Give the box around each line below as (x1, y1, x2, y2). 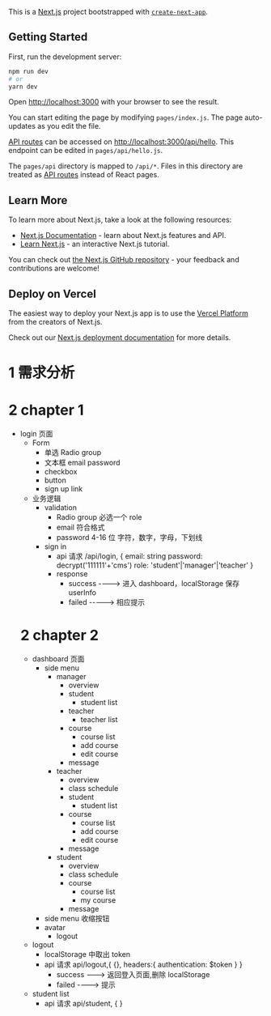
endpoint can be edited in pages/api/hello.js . (8, 146, 163, 155)
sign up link (44, 484, 83, 494)
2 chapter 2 (19, 627, 100, 644)
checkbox (44, 467, 78, 477)
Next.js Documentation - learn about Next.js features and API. (19, 231, 227, 240)
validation (44, 503, 77, 512)
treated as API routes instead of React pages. (8, 170, 159, 180)
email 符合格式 (56, 522, 105, 533)
